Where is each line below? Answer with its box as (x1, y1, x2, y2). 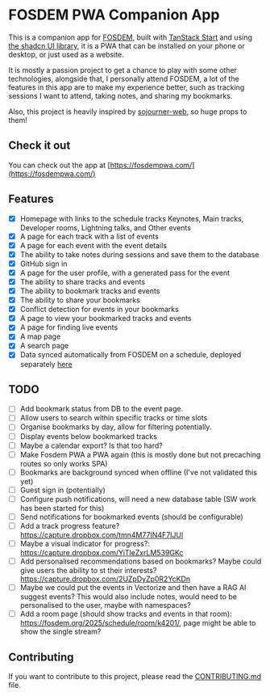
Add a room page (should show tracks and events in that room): (19, 609, 232, 619)
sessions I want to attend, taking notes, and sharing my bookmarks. (8, 91, 233, 100)
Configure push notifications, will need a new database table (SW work (19, 494, 256, 504)
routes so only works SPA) (19, 458, 108, 468)
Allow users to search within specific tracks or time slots (19, 413, 208, 423)
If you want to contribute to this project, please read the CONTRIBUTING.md (8, 672, 262, 681)
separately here (19, 359, 73, 369)
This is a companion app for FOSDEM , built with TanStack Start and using (8, 32, 252, 42)
